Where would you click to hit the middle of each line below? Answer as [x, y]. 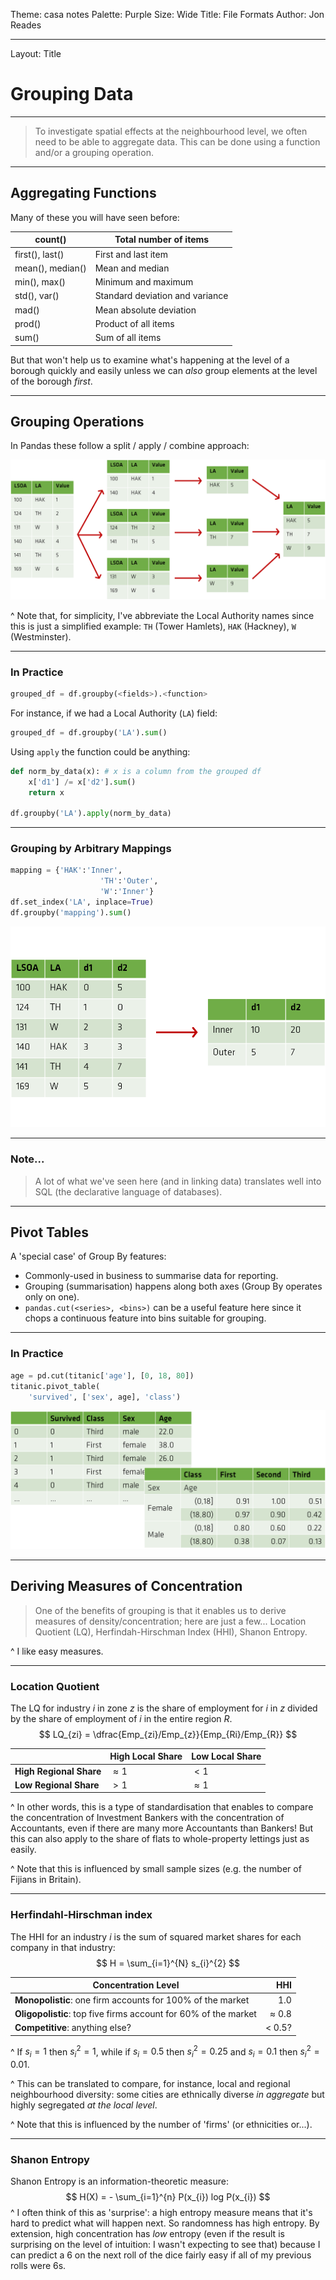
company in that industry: [63, 1947]
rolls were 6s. [38, 2266]
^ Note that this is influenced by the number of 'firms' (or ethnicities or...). [161, 2124]
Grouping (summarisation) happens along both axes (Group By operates [173, 1286]
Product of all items [134, 323]
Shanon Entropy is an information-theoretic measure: [119, 2181]
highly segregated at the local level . [84, 2105]
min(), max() [40, 282]
